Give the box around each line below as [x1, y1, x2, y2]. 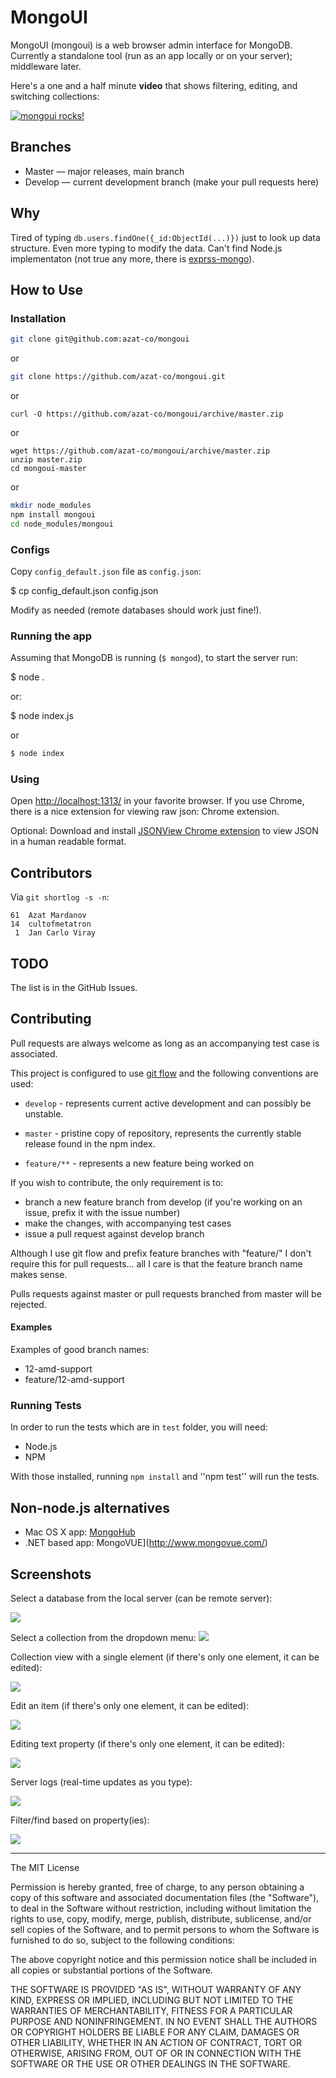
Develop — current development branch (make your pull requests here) [24, 176, 320, 188]
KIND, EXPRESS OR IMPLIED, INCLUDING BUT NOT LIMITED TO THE [10, 1994, 294, 2006]
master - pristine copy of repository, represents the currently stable [24, 1127, 302, 1139]
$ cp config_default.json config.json [10, 584, 159, 596]
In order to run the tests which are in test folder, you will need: [10, 1421, 268, 1433]
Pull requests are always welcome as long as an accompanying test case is [10, 1037, 320, 1049]
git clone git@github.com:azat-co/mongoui [10, 334, 190, 345]
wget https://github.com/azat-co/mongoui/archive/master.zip [10, 446, 271, 456]
